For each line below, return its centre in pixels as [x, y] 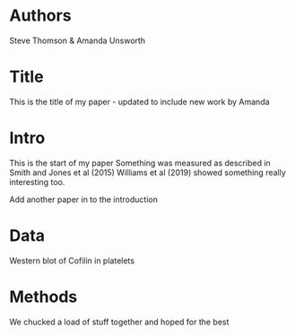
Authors [40, 16]
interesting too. [37, 181]
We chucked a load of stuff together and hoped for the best [119, 322]
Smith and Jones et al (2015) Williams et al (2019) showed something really [148, 172]
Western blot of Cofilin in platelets [72, 261]
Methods [43, 296]
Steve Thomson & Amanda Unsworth [78, 40]
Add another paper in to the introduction [84, 199]
